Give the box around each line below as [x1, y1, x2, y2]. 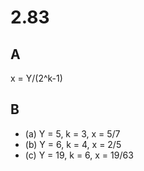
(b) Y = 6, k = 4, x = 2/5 [24, 138, 122, 150]
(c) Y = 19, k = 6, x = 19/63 [24, 149, 134, 161]
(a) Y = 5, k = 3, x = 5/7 [24, 127, 121, 140]
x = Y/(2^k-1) [10, 72, 63, 84]
